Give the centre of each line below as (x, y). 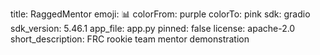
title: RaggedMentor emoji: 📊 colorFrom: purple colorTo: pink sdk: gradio (160, 14)
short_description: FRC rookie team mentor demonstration (130, 39)
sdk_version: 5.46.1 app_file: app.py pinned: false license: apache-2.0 (153, 28)
